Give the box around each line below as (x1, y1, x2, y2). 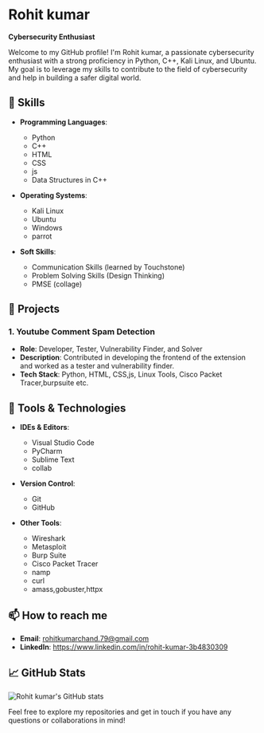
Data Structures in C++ (31, 175, 107, 184)
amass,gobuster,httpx (31, 585, 103, 594)
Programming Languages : (19, 117, 108, 127)
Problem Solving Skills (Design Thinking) (31, 270, 165, 280)
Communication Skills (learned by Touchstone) (31, 262, 185, 272)
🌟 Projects (8, 302, 60, 316)
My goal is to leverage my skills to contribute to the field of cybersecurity (8, 64, 248, 73)
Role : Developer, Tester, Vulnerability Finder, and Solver (19, 345, 203, 354)
